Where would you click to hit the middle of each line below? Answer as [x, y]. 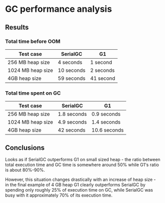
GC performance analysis [59, 9]
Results [17, 27]
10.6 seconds [108, 130]
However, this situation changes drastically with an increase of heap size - [81, 179]
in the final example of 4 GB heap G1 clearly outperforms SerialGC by [75, 185]
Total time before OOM [33, 41]
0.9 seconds [106, 114]
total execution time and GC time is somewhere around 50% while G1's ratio [82, 165]
